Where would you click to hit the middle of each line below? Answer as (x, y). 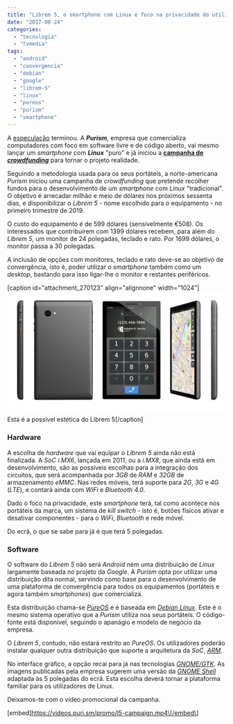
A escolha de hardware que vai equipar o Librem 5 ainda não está (101, 452)
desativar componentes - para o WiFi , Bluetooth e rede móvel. (96, 518)
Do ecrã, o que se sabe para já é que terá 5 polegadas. (86, 531)
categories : (24, 29)
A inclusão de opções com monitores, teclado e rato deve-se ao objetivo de (115, 259)
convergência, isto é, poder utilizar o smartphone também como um (104, 267)
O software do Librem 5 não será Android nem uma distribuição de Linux (111, 564)
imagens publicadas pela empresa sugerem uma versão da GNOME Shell (112, 671)
